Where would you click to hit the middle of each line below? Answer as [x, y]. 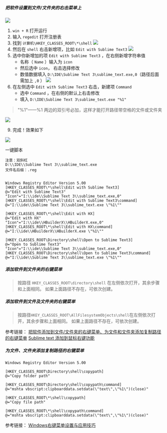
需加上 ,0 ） [32, 80]
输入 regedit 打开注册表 [37, 36]
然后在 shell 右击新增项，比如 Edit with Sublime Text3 [70, 49]
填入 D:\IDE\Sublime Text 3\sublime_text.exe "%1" [73, 99]
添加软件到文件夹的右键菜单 [34, 269]
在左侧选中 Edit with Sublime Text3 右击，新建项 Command [72, 86]
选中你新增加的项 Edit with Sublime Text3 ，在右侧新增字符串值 [79, 55]
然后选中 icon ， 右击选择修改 [50, 68]
